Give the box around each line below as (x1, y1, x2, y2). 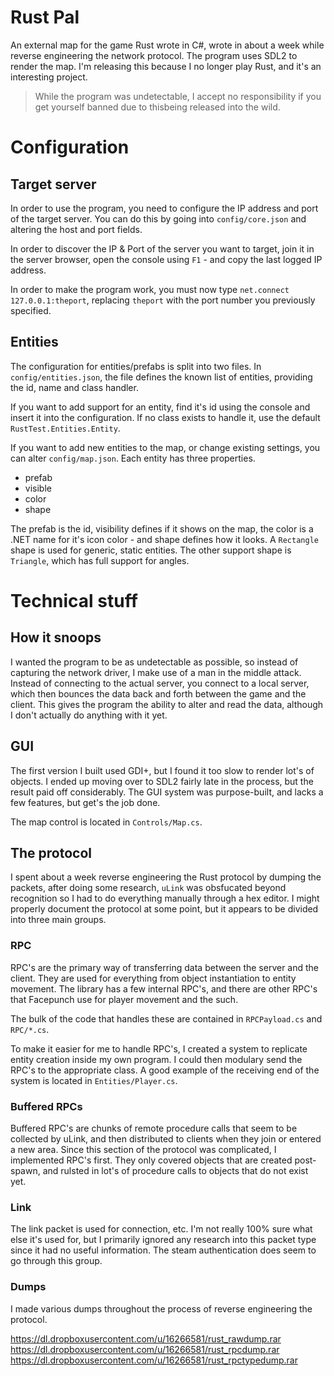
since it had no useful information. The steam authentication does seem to (10, 1244, 317, 1256)
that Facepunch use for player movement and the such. (10, 993, 239, 1005)
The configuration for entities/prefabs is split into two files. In (10, 360, 262, 372)
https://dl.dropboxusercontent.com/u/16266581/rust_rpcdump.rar (10, 1343, 280, 1355)
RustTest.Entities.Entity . (10, 422, 121, 434)
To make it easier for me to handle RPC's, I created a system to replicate (10, 1042, 308, 1055)
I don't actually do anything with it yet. (10, 709, 168, 721)
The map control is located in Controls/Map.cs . (10, 816, 203, 828)
